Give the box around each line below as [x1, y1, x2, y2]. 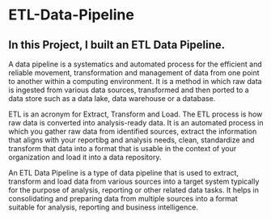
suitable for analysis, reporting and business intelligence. [8, 202, 198, 212]
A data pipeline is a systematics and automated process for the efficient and [8, 59, 263, 69]
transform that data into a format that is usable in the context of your [8, 144, 237, 153]
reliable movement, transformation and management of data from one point [8, 68, 260, 78]
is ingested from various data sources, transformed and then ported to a [8, 85, 249, 95]
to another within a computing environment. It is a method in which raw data [8, 77, 262, 86]
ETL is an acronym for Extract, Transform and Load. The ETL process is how [8, 109, 263, 119]
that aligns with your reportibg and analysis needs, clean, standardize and [8, 135, 255, 145]
